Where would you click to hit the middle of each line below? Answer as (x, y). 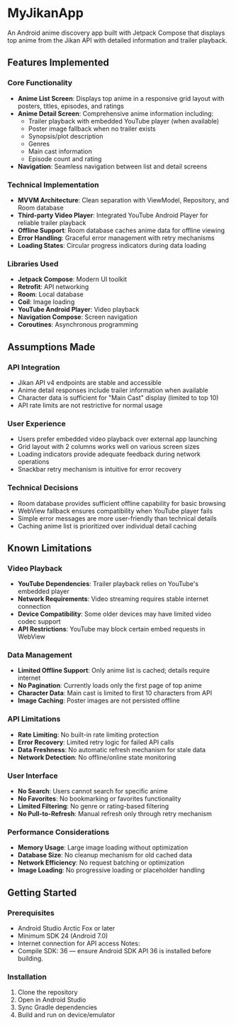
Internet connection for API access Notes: (79, 943)
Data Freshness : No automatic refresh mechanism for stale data (112, 749)
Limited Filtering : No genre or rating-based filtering (93, 806)
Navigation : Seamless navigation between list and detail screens (112, 166)
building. (30, 959)
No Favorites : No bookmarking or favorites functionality (99, 799)
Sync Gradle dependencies (57, 1007)
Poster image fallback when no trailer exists (92, 129)
